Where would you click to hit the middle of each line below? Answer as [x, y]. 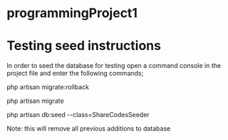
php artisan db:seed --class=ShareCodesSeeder [78, 115]
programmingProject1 [72, 13]
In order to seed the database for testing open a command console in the [114, 66]
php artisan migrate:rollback [48, 87]
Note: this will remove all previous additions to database [89, 129]
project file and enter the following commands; [75, 74]
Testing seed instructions [84, 46]
